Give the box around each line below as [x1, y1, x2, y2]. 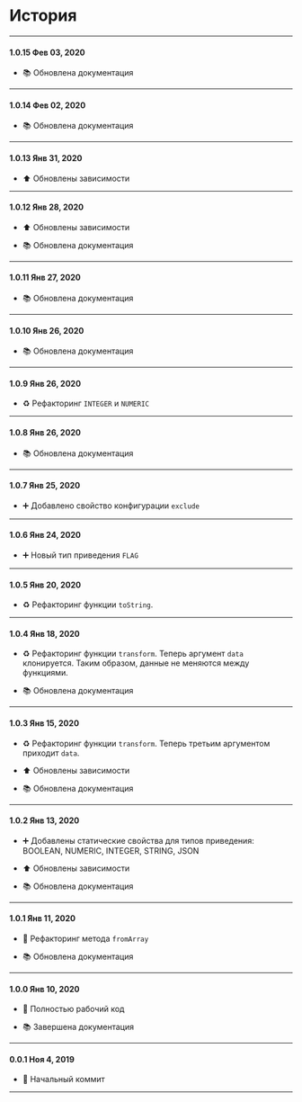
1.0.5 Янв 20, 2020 [9, 579, 82, 590]
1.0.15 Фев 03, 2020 [9, 47, 85, 58]
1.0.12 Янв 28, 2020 [9, 202, 84, 212]
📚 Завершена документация [22, 1022, 135, 1033]
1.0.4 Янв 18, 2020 [9, 628, 81, 639]
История [9, 5, 77, 26]
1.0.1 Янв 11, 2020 [9, 913, 76, 924]
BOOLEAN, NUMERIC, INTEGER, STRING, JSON [22, 845, 200, 856]
